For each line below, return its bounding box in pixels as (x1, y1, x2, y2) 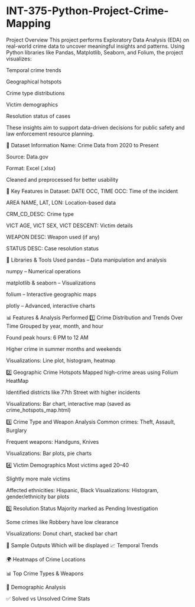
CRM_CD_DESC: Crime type (6, 210, 74, 217)
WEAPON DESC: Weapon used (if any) (6, 233, 100, 240)
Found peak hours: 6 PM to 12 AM (6, 334, 89, 341)
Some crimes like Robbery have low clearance (6, 518, 119, 525)
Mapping (6, 17, 51, 30)
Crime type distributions (6, 89, 65, 96)
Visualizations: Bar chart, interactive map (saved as (6, 400, 131, 407)
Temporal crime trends (6, 66, 61, 73)
